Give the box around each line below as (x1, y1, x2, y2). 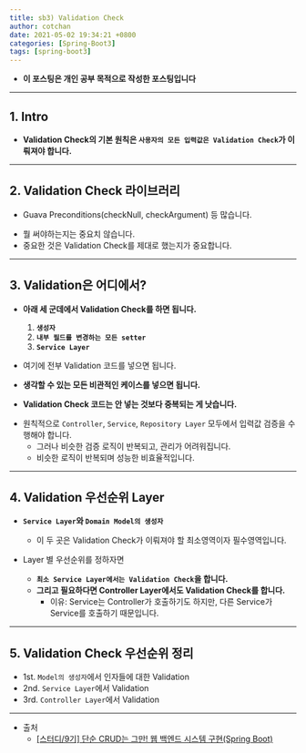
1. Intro (9, 108, 48, 124)
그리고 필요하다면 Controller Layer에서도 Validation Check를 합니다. (36, 585, 286, 596)
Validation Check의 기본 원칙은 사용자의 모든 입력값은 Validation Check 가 (22, 134, 286, 145)
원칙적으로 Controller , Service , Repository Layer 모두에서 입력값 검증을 (22, 418, 286, 429)
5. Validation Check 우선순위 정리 (9, 646, 194, 661)
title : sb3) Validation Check (9, 13, 125, 23)
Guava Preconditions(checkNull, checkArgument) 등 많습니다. (22, 209, 252, 219)
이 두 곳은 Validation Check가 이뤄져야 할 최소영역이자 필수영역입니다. (36, 534, 287, 546)
